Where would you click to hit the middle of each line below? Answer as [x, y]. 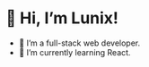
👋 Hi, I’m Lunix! [62, 18]
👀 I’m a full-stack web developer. [79, 43]
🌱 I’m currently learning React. [74, 52]
